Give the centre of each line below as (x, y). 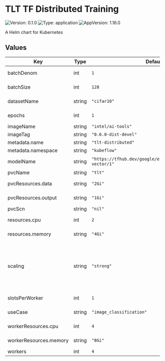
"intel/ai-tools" (112, 126)
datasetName (23, 101)
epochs (16, 115)
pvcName (19, 172)
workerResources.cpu (33, 326)
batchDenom (23, 73)
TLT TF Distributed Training (62, 9)
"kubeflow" (104, 150)
